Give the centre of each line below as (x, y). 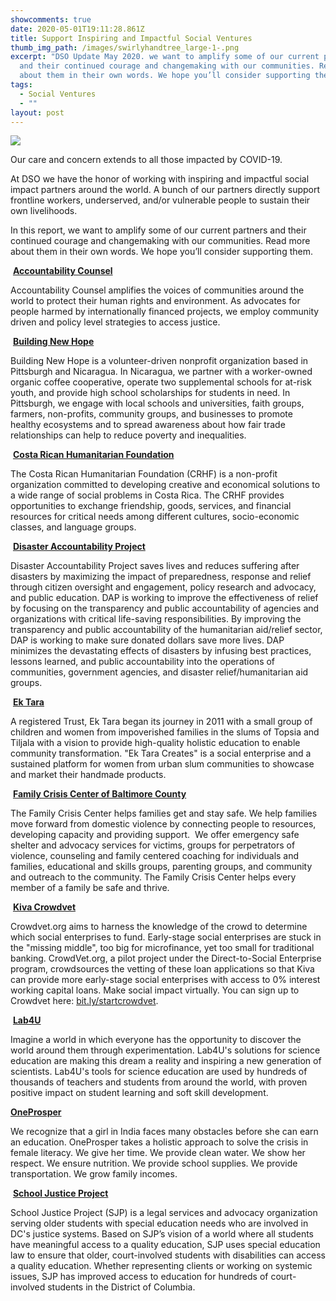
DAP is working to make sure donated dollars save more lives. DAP (147, 640)
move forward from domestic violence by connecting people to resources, (163, 824)
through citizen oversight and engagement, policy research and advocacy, (163, 587)
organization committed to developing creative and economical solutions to (165, 485)
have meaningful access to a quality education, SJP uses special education (165, 1245)
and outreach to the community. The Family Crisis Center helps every (153, 877)
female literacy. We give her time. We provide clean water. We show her (158, 1153)
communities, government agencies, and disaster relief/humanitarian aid (159, 672)
